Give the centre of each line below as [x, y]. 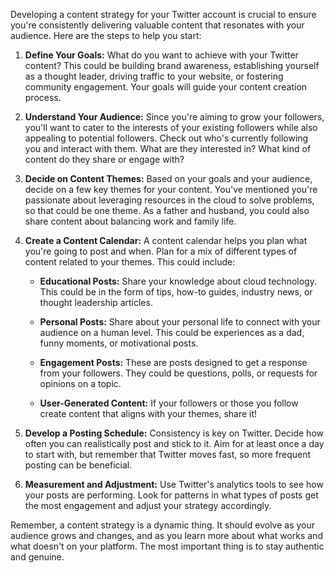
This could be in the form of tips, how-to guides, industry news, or [176, 292]
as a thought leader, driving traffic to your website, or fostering [154, 76]
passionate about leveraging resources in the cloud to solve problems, [169, 200]
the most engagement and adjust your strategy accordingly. [148, 505]
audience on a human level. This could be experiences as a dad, [172, 332]
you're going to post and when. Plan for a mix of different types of [161, 251]
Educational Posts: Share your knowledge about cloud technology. [178, 281]
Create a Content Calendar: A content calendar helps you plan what [166, 240]
